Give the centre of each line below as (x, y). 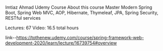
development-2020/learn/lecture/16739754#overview (61, 43)
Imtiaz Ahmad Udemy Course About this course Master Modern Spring (79, 7)
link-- (11, 38)
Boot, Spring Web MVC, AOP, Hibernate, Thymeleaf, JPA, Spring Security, (82, 13)
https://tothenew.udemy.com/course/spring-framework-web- (80, 38)
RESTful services (23, 18)
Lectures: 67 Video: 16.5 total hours (42, 28)
